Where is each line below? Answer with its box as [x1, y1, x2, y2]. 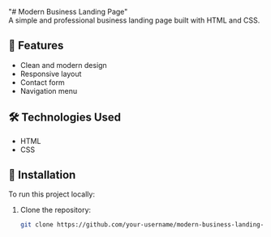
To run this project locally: [8, 189, 96, 199]
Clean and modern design [19, 60, 107, 70]
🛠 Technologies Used [8, 111, 122, 125]
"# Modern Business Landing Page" [8, 7, 128, 16]
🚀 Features [8, 39, 64, 53]
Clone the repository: [19, 205, 92, 215]
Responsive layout [19, 69, 82, 78]
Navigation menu [19, 86, 78, 95]
